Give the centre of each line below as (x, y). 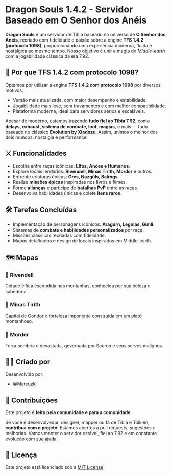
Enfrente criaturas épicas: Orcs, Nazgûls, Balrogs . (66, 177)
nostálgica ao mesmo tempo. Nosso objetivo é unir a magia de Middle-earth (85, 51)
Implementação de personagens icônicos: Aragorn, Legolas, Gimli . (83, 224)
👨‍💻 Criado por (28, 362)
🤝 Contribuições (31, 400)
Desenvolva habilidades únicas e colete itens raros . (67, 193)
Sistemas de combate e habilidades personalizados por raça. (78, 230)
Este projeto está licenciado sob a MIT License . (55, 467)
